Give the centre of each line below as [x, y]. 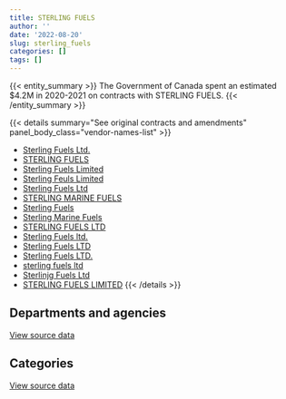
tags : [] [26, 60]
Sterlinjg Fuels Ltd [56, 275]
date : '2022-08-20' [46, 34]
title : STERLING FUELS [52, 18]
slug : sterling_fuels [50, 43]
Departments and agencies [88, 313]
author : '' [30, 26]
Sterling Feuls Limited [63, 179]
